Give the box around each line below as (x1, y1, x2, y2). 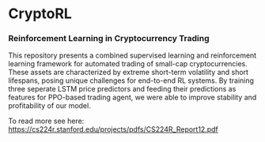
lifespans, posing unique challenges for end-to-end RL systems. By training (8, 76, 255, 85)
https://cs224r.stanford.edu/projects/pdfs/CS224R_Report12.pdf (8, 125, 219, 134)
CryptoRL (8, 5, 73, 23)
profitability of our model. (8, 101, 91, 110)
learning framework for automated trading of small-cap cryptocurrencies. (8, 59, 248, 69)
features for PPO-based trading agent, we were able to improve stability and (8, 92, 257, 103)
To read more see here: (8, 116, 85, 126)
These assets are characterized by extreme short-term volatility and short (8, 68, 249, 77)
